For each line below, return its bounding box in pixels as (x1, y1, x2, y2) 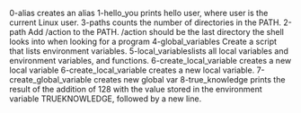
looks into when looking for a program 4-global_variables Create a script (9, 36, 277, 47)
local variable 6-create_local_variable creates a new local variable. (9, 65, 255, 75)
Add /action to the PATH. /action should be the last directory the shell (28, 27, 285, 37)
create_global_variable (9, 74, 93, 84)
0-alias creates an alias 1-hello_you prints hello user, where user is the (9, 8, 269, 18)
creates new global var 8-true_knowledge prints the (93, 74, 286, 84)
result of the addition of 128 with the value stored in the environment (9, 84, 262, 94)
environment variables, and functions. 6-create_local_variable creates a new (9, 56, 292, 65)
